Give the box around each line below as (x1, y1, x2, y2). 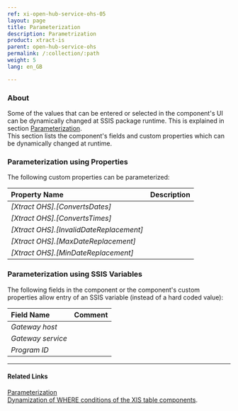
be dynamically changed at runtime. (7, 139, 112, 148)
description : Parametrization (7, 30, 97, 38)
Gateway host (11, 322, 58, 331)
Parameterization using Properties (7, 157, 129, 167)
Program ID (11, 345, 50, 355)
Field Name (11, 309, 50, 319)
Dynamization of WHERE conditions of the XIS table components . (7, 395, 198, 404)
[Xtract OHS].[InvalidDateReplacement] (11, 225, 144, 235)
